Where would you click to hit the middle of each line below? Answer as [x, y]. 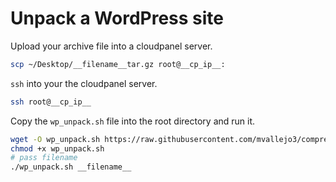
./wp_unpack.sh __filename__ [71, 167]
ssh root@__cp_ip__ [51, 102]
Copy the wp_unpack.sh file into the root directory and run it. [133, 121]
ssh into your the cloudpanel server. [84, 83]
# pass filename [44, 158]
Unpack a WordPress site [117, 18]
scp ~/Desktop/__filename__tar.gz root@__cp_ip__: [118, 64]
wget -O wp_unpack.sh [55, 139]
